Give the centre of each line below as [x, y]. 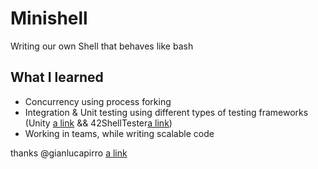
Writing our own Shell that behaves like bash [102, 46]
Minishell [49, 18]
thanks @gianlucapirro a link [69, 153]
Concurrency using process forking [98, 101]
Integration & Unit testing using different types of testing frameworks [166, 112]
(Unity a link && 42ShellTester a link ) [98, 123]
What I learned [57, 77]
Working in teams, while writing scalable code [119, 133]
